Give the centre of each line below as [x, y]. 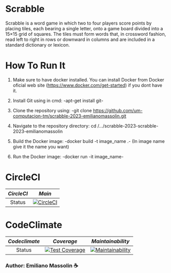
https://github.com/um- [118, 110]
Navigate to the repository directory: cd [54, 125]
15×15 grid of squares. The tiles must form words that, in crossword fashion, [86, 34]
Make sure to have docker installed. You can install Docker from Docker [88, 79]
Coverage [65, 241]
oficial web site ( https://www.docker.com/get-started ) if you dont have [88, 85]
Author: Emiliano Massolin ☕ [42, 265]
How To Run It [35, 66]
